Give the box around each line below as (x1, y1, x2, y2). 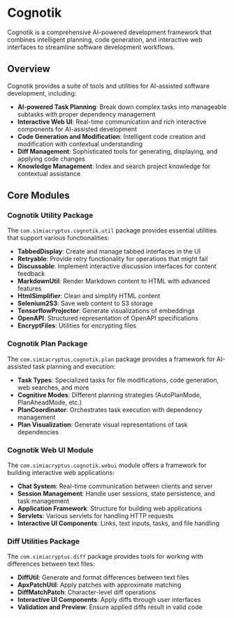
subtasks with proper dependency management (17, 110, 156, 118)
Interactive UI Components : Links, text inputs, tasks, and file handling (17, 519, 220, 528)
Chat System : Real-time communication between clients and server (17, 482, 213, 490)
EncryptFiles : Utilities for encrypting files (17, 321, 137, 330)
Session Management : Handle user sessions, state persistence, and (17, 490, 215, 498)
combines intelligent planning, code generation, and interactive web (7, 35, 203, 43)
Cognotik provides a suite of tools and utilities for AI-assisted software (7, 82, 210, 90)
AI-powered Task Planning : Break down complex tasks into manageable (17, 103, 227, 111)
